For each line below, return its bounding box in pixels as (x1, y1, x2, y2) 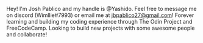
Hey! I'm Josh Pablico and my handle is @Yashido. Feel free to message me (6, 5, 197, 12)
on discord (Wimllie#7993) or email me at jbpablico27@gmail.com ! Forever (6, 12, 194, 19)
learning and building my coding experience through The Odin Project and (6, 18, 193, 25)
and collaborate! (6, 31, 48, 38)
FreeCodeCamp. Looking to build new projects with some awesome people (6, 24, 195, 31)
